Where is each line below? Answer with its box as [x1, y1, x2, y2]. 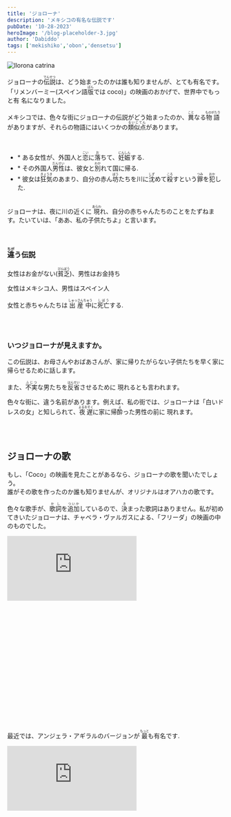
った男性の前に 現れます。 [123, 408, 197, 416]
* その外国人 [17, 164, 53, 172]
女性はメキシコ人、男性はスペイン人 [7, 284, 110, 292]
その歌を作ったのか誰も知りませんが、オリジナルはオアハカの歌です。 [19, 487, 218, 496]
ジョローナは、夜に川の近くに [7, 207, 92, 215]
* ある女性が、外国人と [17, 153, 83, 161]
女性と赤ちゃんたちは [7, 301, 68, 309]
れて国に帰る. [100, 164, 139, 172]
